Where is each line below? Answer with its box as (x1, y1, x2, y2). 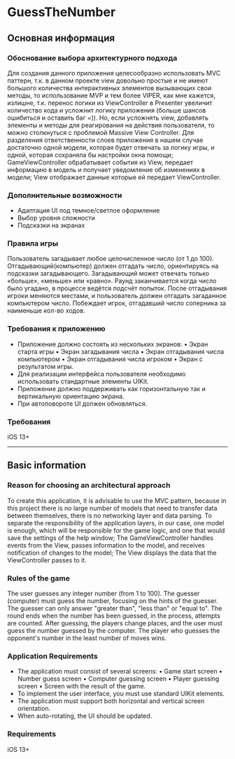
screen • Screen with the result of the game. (17, 682, 146, 690)
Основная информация (7, 32, 115, 44)
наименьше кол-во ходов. (7, 306, 85, 315)
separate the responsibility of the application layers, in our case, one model (7, 518, 225, 527)
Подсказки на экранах (17, 221, 85, 229)
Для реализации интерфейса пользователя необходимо (17, 369, 186, 378)
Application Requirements (7, 651, 98, 661)
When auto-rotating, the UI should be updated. (17, 711, 152, 721)
